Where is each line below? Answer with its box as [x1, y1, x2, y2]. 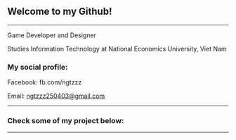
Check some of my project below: [7, 116, 124, 126]
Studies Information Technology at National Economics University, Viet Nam [7, 44, 227, 53]
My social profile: [7, 62, 68, 72]
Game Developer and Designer [7, 31, 97, 39]
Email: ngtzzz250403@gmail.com [7, 91, 105, 101]
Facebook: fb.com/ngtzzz [7, 78, 82, 87]
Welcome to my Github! [7, 6, 112, 18]
